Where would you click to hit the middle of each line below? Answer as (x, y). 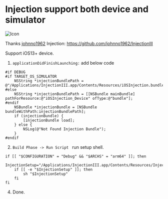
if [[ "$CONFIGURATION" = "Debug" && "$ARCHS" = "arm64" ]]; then (76, 156)
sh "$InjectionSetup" (46, 174)
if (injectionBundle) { (39, 116)
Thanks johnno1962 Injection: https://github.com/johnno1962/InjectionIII (79, 43)
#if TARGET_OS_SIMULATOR (31, 76)
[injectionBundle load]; (49, 120)
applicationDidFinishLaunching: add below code (63, 63)
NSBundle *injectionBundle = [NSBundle (56, 107)
